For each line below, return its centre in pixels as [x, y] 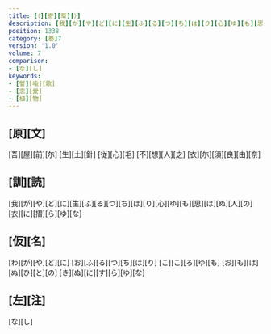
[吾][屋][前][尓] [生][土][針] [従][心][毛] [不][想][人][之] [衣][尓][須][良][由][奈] [135, 154]
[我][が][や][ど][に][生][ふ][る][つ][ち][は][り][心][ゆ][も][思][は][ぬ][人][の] [131, 203]
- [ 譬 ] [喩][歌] [32, 83]
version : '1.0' [34, 46]
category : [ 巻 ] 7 [35, 38]
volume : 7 [25, 53]
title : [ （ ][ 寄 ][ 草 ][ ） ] [45, 16]
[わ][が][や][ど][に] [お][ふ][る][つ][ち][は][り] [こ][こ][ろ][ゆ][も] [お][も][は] [134, 262]
